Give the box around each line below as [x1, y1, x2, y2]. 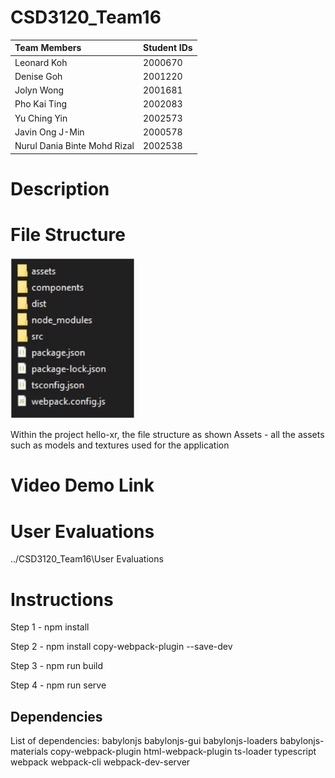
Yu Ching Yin [14, 112, 68, 124]
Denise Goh [14, 70, 63, 82]
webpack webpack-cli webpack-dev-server [10, 756, 191, 768]
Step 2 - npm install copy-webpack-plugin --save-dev [10, 641, 233, 653]
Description [10, 177, 110, 200]
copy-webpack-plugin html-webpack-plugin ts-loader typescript [50, 746, 317, 758]
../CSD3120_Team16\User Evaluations [10, 553, 164, 565]
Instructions [10, 588, 114, 611]
